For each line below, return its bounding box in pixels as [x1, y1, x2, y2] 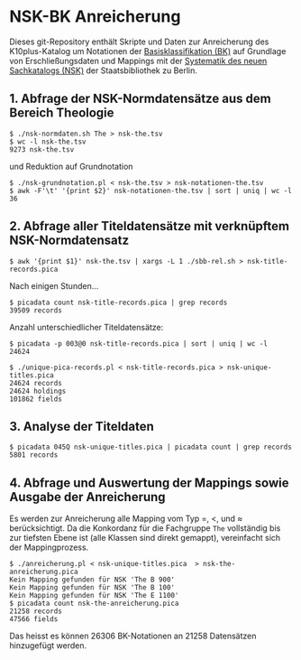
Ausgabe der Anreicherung [9, 489, 166, 505]
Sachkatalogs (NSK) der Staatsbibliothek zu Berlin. [9, 65, 198, 76]
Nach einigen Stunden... [9, 280, 99, 291]
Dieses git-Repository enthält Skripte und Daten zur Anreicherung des [9, 36, 269, 47]
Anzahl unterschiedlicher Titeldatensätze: [9, 321, 164, 332]
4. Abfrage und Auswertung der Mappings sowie [9, 475, 289, 490]
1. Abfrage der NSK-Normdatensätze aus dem [9, 91, 272, 107]
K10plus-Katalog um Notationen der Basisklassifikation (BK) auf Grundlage [9, 45, 287, 56]
